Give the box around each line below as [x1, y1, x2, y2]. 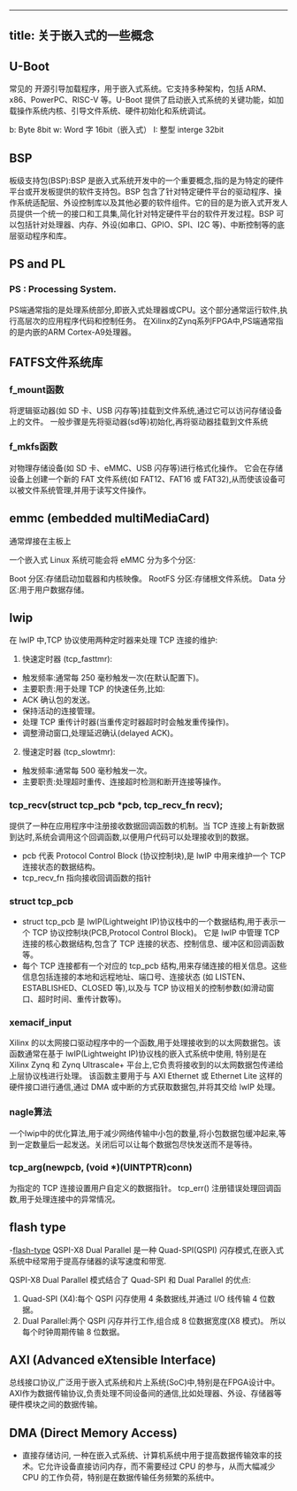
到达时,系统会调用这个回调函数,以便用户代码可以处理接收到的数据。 [9, 831, 255, 842]
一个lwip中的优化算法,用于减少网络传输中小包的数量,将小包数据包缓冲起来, [9, 1127, 278, 1138]
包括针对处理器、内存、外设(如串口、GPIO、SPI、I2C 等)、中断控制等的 [16, 219, 278, 230]
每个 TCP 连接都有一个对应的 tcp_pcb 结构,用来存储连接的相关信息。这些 [21, 960, 287, 971]
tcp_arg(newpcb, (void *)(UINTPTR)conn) [9, 1161, 193, 1173]
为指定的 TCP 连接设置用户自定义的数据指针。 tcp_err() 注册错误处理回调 [9, 1182, 274, 1193]
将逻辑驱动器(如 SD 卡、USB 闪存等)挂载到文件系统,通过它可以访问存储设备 [9, 405, 283, 416]
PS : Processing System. [9, 283, 117, 296]
